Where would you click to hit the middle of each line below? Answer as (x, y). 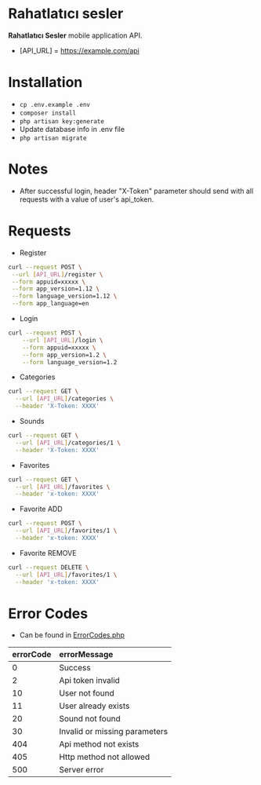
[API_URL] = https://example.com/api (79, 50)
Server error (81, 770)
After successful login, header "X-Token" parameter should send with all (136, 191)
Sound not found (90, 719)
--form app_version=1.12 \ (56, 289)
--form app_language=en (50, 304)
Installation (45, 82)
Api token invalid (89, 681)
